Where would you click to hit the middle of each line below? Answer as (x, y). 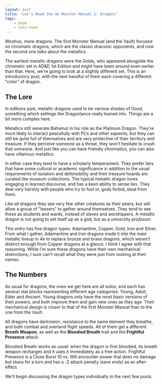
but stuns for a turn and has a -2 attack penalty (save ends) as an (70, 362)
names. (12, 259)
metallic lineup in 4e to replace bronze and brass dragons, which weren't (78, 239)
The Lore (19, 97)
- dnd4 (20, 23)
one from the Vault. (24, 312)
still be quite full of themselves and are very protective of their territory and (80, 138)
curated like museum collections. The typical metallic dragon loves (71, 179)
